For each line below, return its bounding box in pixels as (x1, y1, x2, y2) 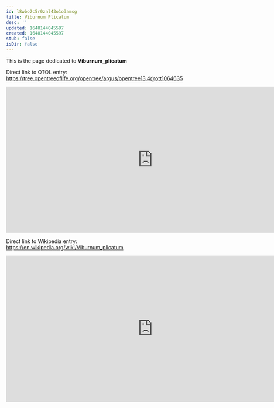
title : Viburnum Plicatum (6, 14, 69, 20)
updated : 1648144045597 (6, 25, 64, 31)
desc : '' (6, 19, 28, 25)
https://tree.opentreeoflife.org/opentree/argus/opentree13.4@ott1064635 (6, 74, 183, 82)
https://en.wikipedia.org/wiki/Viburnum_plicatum (6, 244, 124, 251)
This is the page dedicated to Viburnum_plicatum (6, 57, 128, 64)
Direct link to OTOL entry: (6, 68, 67, 76)
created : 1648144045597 (6, 30, 64, 36)
